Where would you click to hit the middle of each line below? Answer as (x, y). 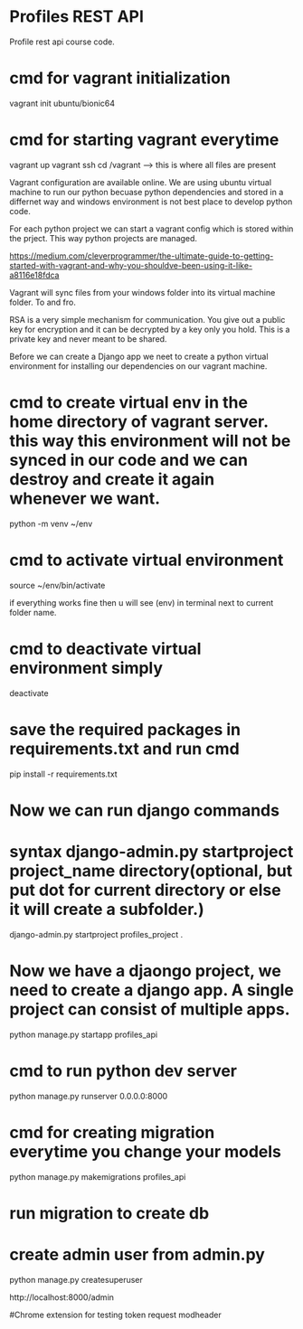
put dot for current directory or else (146, 890)
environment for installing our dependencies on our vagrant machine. (138, 366)
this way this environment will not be (150, 441)
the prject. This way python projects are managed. (103, 238)
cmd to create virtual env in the (129, 402)
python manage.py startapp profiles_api (84, 1034)
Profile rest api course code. (62, 42)
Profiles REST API (77, 17)
